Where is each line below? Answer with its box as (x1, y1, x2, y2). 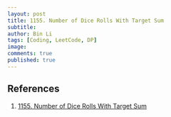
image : (7, 43, 27, 50)
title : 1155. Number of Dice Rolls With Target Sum (7, 17, 164, 24)
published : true (7, 57, 56, 64)
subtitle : (7, 23, 37, 30)
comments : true (7, 50, 53, 57)
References (7, 83, 60, 95)
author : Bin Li (7, 30, 53, 38)
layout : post (7, 10, 46, 18)
